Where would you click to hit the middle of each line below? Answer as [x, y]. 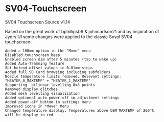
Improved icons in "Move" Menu [37, 106]
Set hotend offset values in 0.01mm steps [49, 68]
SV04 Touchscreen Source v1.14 [38, 22]
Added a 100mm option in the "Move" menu [48, 51]
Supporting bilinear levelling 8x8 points [50, 85]
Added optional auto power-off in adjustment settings [62, 98]
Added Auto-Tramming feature [35, 63]
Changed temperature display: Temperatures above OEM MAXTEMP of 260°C [80, 110]
